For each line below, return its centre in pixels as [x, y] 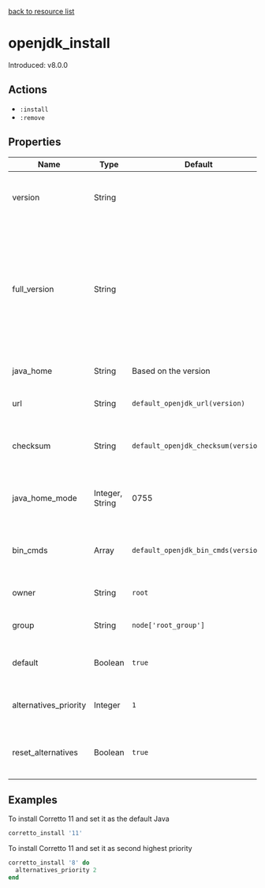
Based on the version [171, 371]
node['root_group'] [168, 625]
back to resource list [41, 11]
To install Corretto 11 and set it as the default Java [89, 819]
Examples [33, 800]
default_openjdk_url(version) [189, 403]
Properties [35, 142]
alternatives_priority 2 [56, 871]
